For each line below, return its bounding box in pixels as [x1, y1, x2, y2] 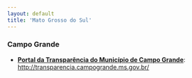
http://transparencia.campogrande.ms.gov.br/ [17, 63, 149, 71]
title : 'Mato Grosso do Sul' [7, 17, 92, 24]
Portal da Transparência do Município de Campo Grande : [17, 55, 186, 63]
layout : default [7, 10, 54, 17]
